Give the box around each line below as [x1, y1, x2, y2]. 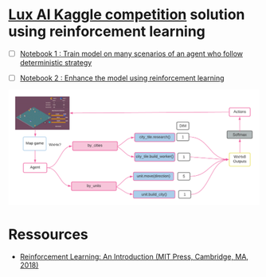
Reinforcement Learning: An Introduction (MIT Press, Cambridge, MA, [19, 252, 249, 261]
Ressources [8, 225, 89, 244]
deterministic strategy [19, 58, 92, 67]
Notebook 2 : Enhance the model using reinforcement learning [19, 73, 225, 83]
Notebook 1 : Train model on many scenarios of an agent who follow [19, 49, 244, 58]
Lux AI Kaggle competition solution [8, 6, 245, 24]
